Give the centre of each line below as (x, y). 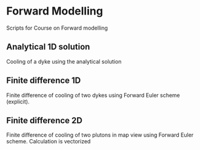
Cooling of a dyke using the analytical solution (64, 61)
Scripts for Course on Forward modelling (57, 28)
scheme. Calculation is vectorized (48, 142)
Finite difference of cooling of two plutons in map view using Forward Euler (100, 135)
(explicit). (18, 102)
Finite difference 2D (45, 120)
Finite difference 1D (44, 81)
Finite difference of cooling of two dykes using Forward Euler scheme (93, 95)
